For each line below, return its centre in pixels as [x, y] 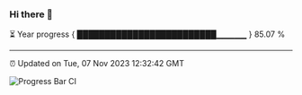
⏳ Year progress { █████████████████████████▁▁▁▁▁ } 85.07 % [147, 34]
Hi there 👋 [31, 14]
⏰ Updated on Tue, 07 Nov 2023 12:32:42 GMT [97, 64]
